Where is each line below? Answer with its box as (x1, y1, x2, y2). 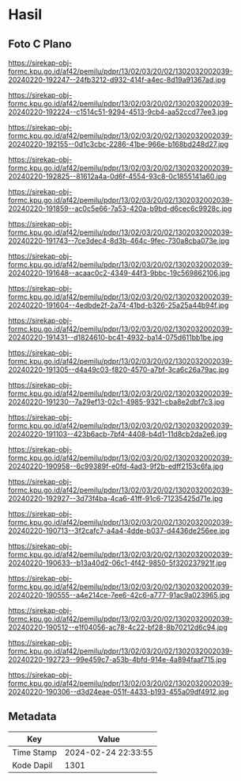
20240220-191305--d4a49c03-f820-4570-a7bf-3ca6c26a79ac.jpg (8, 365, 229, 374)
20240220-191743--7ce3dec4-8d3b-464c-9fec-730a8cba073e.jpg (8, 236, 230, 245)
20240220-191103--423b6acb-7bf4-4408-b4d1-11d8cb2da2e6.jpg (8, 430, 228, 438)
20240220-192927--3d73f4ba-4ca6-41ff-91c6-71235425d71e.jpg (8, 494, 224, 503)
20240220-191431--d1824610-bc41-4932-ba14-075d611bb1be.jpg (8, 333, 224, 342)
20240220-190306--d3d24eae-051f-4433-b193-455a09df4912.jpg (8, 687, 229, 696)
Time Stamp (12, 747, 58, 758)
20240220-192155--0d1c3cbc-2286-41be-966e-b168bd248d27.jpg (8, 140, 229, 148)
